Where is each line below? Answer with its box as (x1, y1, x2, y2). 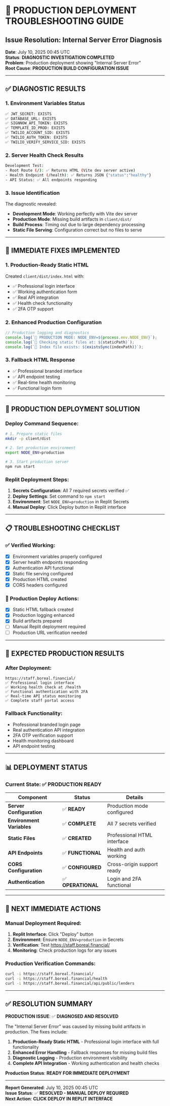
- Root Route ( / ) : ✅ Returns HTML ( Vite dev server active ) (5, 167, 136, 173)
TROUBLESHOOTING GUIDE (5, 15, 124, 27)
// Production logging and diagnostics (5, 330, 90, 335)
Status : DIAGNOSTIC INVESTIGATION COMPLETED (5, 54, 115, 60)
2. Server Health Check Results (5, 152, 84, 159)
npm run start (5, 464, 35, 469)
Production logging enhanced (12, 612, 75, 618)
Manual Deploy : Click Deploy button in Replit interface (12, 504, 126, 510)
